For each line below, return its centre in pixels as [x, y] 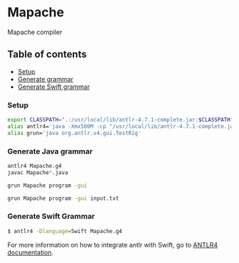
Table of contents [47, 54]
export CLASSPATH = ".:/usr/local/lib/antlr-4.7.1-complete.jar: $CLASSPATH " [121, 120]
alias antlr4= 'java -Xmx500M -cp [57, 126]
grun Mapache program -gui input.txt [63, 198]
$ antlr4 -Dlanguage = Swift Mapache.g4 [65, 231]
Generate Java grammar [50, 151]
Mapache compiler [35, 32]
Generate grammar [45, 79]
